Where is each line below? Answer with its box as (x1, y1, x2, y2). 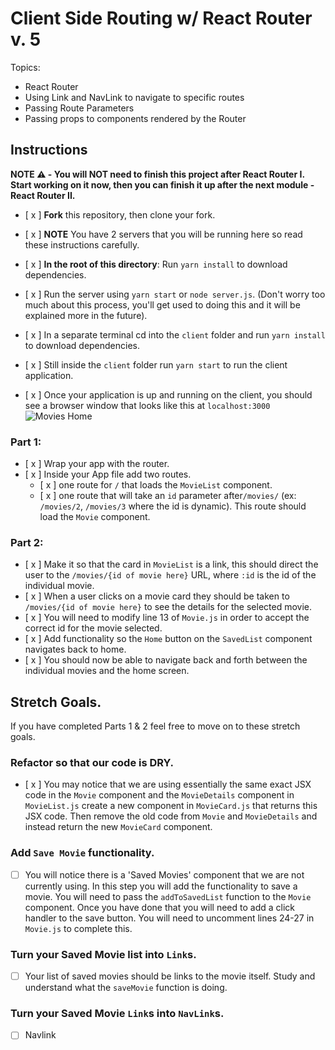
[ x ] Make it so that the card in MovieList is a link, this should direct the (24, 558, 319, 571)
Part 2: (10, 535, 44, 549)
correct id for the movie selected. (24, 622, 163, 634)
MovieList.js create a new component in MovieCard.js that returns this (24, 800, 318, 812)
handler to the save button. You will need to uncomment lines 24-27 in (24, 912, 315, 924)
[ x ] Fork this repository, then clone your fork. (24, 208, 216, 221)
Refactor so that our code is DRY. (10, 756, 174, 770)
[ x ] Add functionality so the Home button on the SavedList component (24, 633, 313, 645)
